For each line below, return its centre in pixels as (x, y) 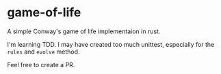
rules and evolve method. (43, 52)
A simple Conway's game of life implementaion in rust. (84, 31)
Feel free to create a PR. (41, 64)
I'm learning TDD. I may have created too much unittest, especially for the (111, 44)
